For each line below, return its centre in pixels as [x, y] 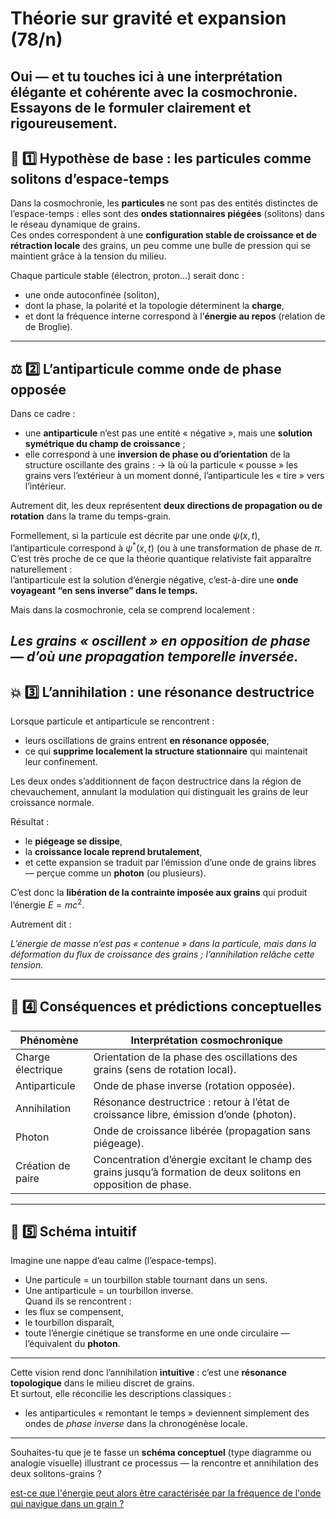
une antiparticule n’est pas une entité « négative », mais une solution [168, 433]
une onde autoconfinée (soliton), [92, 295]
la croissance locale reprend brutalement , [113, 852]
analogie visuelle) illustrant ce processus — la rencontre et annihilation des [164, 1463]
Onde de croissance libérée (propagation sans [202, 1130]
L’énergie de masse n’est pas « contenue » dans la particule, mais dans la [163, 943]
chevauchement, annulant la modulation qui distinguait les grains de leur [159, 792]
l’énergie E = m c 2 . [47, 904]
